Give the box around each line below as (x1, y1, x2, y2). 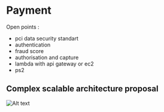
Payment (6, 4, 52, 17)
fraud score (14, 47, 44, 54)
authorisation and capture (14, 54, 79, 61)
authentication (14, 41, 51, 48)
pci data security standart (14, 35, 79, 42)
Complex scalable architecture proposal (6, 84, 159, 94)
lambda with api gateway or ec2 (14, 60, 94, 67)
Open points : (6, 23, 40, 30)
